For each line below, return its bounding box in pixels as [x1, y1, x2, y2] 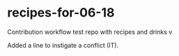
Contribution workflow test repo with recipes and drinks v [7, 28, 173, 36]
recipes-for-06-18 [7, 5, 115, 21]
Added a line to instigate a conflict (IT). [7, 41, 119, 49]
